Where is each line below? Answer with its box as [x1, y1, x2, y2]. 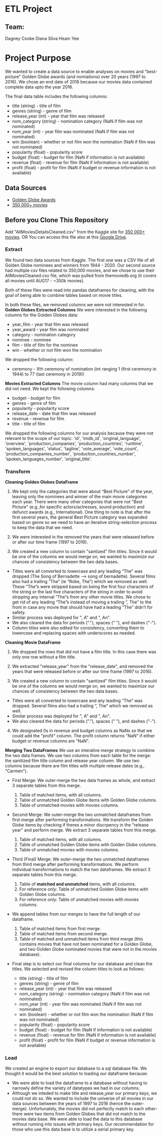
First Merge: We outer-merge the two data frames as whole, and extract [12, 778, 156, 783]
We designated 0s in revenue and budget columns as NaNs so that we [12, 728, 152, 733]
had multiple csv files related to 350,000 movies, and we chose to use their [5, 267, 155, 273]
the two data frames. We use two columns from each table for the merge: [5, 753, 151, 759]
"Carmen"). [5, 768, 28, 774]
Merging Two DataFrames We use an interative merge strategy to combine [5, 747, 155, 753]
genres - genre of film [12, 400, 56, 406]
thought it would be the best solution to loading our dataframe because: [5, 1071, 148, 1076]
